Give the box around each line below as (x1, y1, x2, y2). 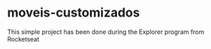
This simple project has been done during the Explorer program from (7, 28, 205, 36)
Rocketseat (7, 35, 40, 43)
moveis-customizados (7, 5, 141, 21)
